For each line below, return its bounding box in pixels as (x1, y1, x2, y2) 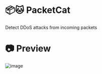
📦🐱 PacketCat (5, 4, 70, 16)
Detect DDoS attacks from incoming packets (5, 24, 97, 30)
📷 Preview (5, 43, 51, 54)
